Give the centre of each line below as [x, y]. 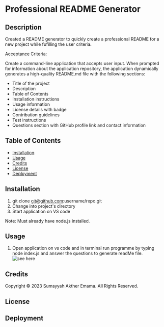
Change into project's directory [44, 206]
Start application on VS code [41, 211]
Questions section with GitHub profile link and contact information [79, 125]
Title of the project [31, 83]
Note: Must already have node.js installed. [48, 221]
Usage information [31, 104]
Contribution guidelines [36, 115]
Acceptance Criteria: [26, 54]
